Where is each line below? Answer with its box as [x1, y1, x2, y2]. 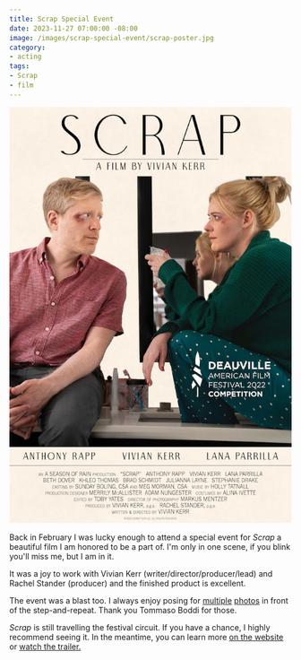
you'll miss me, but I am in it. [9, 551, 115, 562]
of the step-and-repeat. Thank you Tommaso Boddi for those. [9, 605, 237, 616]
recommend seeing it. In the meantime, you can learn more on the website [9, 632, 284, 643]
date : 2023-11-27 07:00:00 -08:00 [9, 23, 139, 33]
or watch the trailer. [9, 641, 82, 652]
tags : [9, 62, 30, 71]
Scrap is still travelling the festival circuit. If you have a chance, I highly [9, 622, 271, 633]
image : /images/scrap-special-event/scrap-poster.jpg [9, 33, 215, 42]
